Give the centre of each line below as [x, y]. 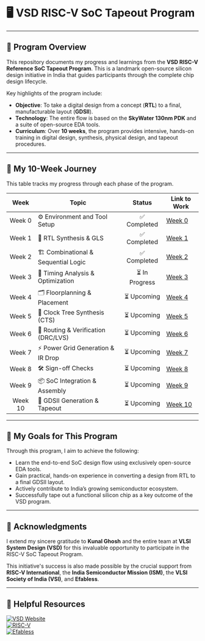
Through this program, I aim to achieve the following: [73, 451]
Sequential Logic [62, 262]
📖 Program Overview [46, 47]
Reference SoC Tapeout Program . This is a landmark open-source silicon [99, 68]
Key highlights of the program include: [54, 93]
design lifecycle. [27, 81]
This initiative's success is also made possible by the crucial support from [99, 566]
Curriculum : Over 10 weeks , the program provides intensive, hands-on [104, 131]
